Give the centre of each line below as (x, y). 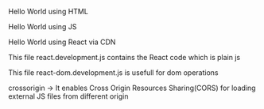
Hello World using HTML (49, 11)
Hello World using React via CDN (62, 42)
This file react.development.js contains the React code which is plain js (124, 57)
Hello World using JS (43, 26)
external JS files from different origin (68, 96)
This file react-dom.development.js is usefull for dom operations (113, 73)
